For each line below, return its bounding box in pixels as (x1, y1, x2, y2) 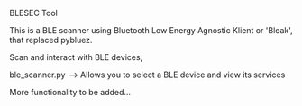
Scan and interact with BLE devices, (9, 52, 143, 62)
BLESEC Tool (9, 8, 59, 18)
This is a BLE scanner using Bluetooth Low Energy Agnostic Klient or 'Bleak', (9, 25, 293, 35)
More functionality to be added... (9, 87, 132, 97)
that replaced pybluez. (9, 35, 93, 45)
